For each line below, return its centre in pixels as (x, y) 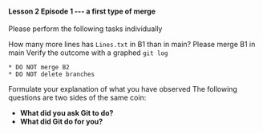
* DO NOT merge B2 (39, 68)
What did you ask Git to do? (67, 113)
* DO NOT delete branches (51, 75)
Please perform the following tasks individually (85, 29)
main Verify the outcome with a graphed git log (88, 53)
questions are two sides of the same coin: (77, 98)
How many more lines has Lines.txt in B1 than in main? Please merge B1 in (132, 45)
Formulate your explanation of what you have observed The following (123, 89)
